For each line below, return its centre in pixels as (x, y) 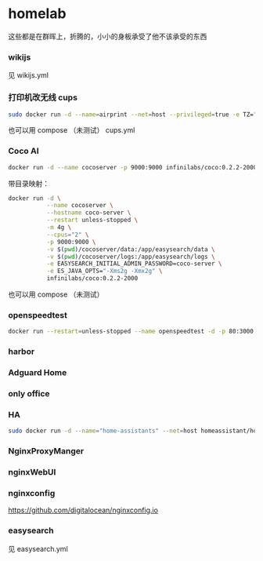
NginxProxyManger (46, 451)
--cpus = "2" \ (68, 235)
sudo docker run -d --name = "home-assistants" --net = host (103, 431)
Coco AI (23, 151)
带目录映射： (29, 183)
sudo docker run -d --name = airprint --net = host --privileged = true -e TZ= (131, 115)
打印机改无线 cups (43, 97)
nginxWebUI (32, 472)
